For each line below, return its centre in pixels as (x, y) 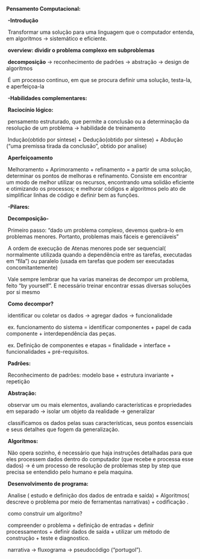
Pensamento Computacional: (44, 9)
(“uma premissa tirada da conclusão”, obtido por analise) (77, 146)
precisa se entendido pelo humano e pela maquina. (70, 472)
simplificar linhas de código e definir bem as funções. (73, 195)
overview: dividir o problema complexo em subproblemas (81, 50)
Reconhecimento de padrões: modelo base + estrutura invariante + (91, 375)
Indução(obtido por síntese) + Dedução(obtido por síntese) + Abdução (95, 139)
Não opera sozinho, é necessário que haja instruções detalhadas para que (100, 453)
